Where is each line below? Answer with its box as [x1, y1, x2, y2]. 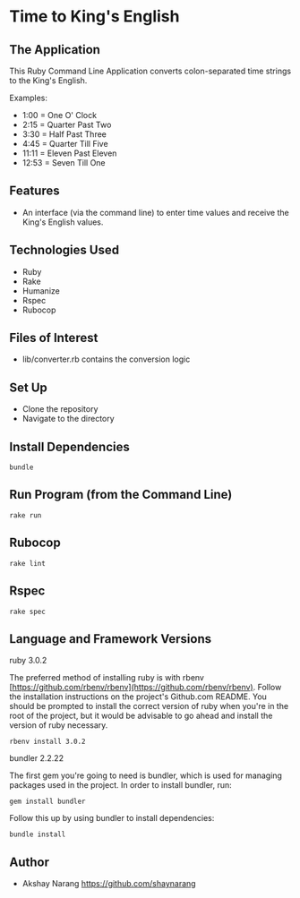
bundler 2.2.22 [9, 753, 64, 764]
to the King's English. [9, 75, 88, 86]
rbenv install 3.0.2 [9, 737, 87, 747]
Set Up [9, 380, 47, 395]
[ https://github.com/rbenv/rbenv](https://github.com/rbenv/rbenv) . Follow [9, 682, 282, 693]
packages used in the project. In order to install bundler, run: [9, 780, 233, 791]
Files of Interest [9, 330, 99, 346]
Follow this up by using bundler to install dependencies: [9, 813, 215, 824]
